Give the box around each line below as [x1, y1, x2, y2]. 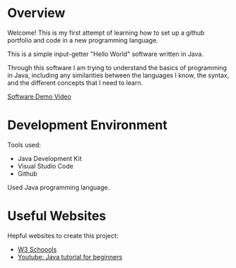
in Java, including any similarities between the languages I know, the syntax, [7, 71, 230, 79]
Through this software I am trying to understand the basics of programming [7, 63, 228, 72]
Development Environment [7, 117, 167, 133]
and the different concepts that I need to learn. [7, 78, 143, 86]
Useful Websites [7, 208, 107, 224]
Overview [7, 5, 66, 21]
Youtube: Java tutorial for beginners [17, 252, 122, 261]
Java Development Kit [17, 154, 82, 162]
